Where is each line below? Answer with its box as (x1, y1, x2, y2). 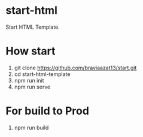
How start (5, 44, 56, 58)
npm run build (14, 124, 49, 131)
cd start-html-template (14, 70, 71, 78)
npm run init (14, 77, 44, 84)
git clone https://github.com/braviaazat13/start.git (14, 64, 137, 71)
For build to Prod (5, 104, 89, 118)
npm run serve (14, 83, 51, 90)
